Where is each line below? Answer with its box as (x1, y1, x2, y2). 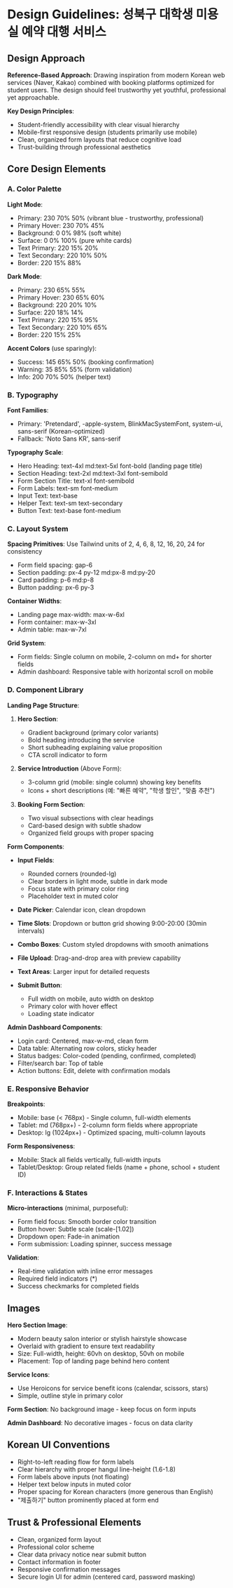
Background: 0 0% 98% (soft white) (17, 229, 122, 237)
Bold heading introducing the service (27, 735, 135, 744)
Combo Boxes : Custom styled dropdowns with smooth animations (17, 940, 209, 948)
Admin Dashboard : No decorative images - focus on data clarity (7, 1418, 193, 1427)
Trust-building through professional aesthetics (17, 143, 152, 151)
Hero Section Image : (7, 1321, 68, 1329)
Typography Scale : (7, 448, 64, 456)
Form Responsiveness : (7, 1142, 76, 1150)
